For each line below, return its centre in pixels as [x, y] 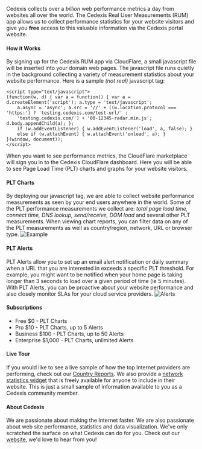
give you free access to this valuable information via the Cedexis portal [95, 28]
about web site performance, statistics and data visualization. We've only [97, 427]
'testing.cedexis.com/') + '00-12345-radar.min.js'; [85, 118]
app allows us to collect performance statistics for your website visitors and [100, 21]
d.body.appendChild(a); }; [40, 124]
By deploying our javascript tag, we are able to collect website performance [100, 196]
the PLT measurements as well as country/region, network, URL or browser [99, 228]
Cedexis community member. [43, 393]
